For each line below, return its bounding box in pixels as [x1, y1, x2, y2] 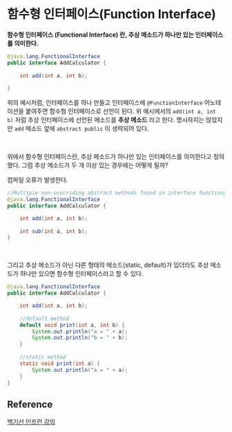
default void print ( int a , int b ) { [19, 321, 126, 328]
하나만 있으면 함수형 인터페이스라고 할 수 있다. [19, 270, 144, 278]
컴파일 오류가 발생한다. [7, 176, 68, 184]
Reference [7, 398, 53, 410]
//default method [19, 315, 70, 322]
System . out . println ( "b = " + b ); [32, 335, 128, 341]
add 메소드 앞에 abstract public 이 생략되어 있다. [14, 124, 149, 133]
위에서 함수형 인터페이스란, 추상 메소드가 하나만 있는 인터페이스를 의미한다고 [7, 153, 212, 161]
